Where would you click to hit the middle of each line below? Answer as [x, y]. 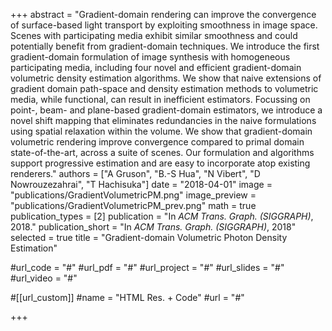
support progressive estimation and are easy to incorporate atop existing [160, 163]
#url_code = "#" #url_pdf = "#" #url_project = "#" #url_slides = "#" [147, 267]
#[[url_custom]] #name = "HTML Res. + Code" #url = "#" [127, 297]
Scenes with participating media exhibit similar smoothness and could [154, 35]
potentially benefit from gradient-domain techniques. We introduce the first [165, 46]
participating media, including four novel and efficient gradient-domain [156, 67]
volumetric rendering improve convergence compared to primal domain [157, 142]
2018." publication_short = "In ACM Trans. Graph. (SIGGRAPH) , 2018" [153, 227]
